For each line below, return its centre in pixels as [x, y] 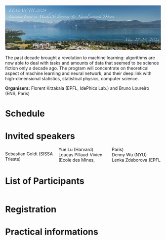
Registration [31, 209]
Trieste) [13, 159]
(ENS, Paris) [18, 94]
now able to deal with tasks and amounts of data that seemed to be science [82, 63]
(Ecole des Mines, [77, 160]
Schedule [25, 113]
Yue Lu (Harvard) [76, 150]
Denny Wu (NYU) [129, 155]
